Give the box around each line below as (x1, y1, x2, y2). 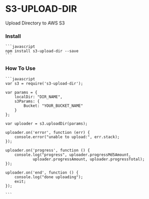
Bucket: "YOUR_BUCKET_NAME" (23, 103, 83, 108)
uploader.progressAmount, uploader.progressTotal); (32, 156, 145, 162)
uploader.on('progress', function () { (5, 148, 90, 153)
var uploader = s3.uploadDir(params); (5, 121, 88, 126)
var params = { (5, 90, 38, 95)
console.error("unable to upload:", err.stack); (14, 134, 120, 139)
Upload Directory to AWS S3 (5, 20, 65, 26)
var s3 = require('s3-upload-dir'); (5, 81, 83, 86)
